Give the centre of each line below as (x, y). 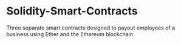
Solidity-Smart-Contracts (72, 11)
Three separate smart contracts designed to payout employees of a (91, 28)
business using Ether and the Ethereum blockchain (70, 34)
